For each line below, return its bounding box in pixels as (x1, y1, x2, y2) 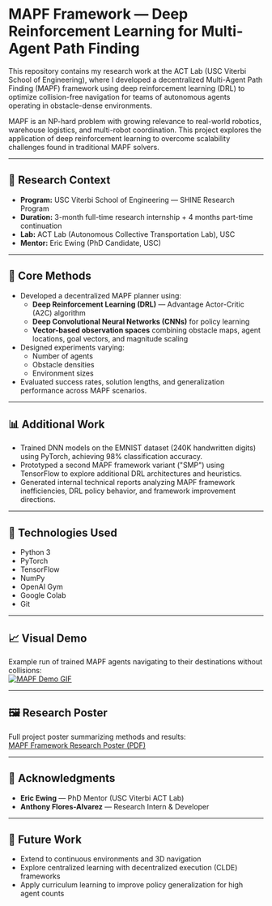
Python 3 (19, 547, 51, 557)
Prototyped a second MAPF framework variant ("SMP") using (19, 460, 225, 470)
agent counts (19, 889, 65, 899)
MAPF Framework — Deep (8, 5, 189, 24)
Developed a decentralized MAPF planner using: (19, 290, 182, 300)
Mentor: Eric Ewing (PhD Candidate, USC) (19, 238, 162, 247)
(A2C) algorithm (32, 307, 87, 317)
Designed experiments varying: (19, 342, 125, 352)
